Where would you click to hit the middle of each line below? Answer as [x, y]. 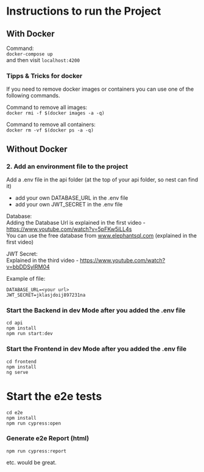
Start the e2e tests [54, 396]
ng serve [17, 372]
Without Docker [37, 149]
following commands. [33, 96]
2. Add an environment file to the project [67, 166]
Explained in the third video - [43, 260]
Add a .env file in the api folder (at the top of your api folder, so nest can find [102, 179]
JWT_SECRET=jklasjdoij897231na [46, 295]
